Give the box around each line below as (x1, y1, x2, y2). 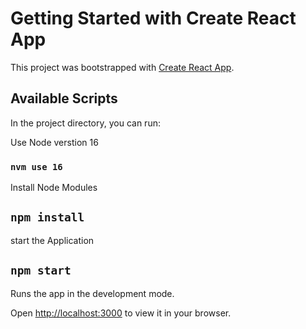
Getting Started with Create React (10, 7, 297, 30)
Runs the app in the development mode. (10, 287, 175, 299)
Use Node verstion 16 (10, 136, 99, 148)
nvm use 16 (10, 161, 63, 172)
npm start (10, 263, 72, 278)
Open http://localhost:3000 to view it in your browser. (10, 307, 232, 319)
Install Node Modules (10, 182, 98, 194)
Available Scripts (10, 90, 118, 107)
